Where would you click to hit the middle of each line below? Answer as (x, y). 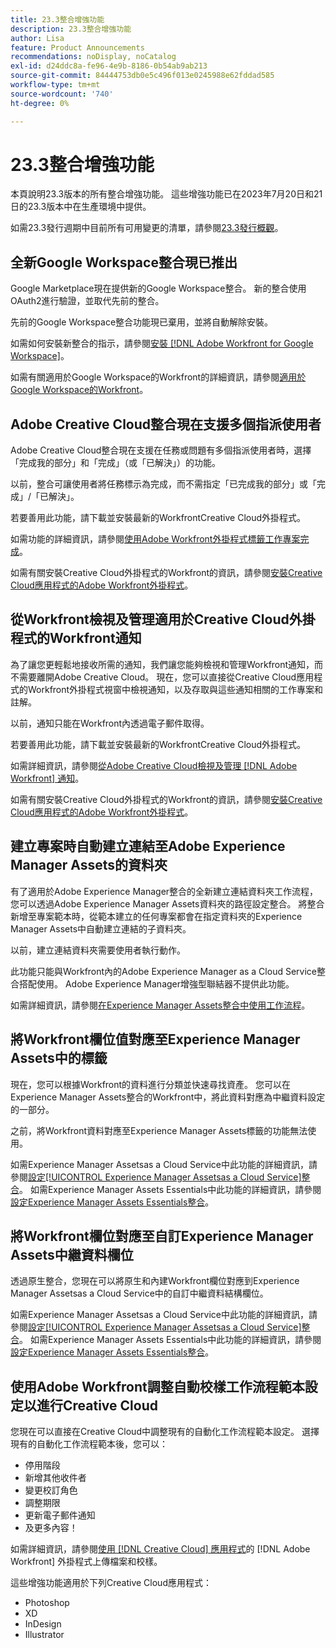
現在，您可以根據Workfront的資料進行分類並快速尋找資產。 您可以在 (151, 1084)
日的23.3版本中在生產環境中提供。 (81, 207)
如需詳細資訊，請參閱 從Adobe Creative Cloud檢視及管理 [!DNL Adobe (154, 765)
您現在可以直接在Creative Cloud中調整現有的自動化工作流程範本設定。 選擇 (165, 1432)
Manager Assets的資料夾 (89, 865)
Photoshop (47, 1603)
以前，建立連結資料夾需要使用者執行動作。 (98, 950)
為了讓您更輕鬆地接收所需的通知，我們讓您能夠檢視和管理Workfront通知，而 (167, 664)
